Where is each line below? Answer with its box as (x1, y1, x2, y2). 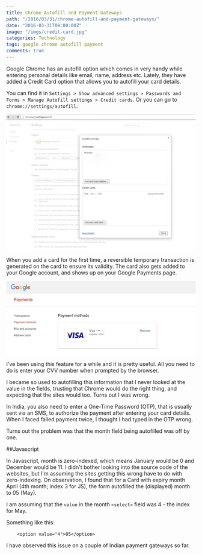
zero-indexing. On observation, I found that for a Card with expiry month (6, 476, 185, 484)
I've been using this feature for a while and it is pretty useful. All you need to (6, 361, 195, 368)
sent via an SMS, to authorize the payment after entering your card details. (6, 409, 191, 417)
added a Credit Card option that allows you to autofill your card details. (6, 78, 182, 85)
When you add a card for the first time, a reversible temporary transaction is (6, 256, 194, 264)
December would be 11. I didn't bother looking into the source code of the (6, 464, 188, 471)
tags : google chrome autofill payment (6, 42, 103, 48)
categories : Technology (6, 35, 66, 42)
